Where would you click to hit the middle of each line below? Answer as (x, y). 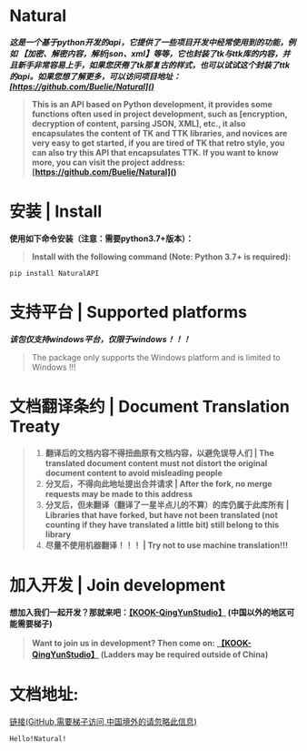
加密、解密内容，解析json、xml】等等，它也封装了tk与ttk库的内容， (155, 53)
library (58, 534)
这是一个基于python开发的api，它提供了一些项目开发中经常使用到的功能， (149, 42)
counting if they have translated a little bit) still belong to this (162, 524)
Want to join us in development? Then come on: (123, 643)
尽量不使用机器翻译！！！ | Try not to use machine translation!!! (167, 545)
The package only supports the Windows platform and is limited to (156, 357)
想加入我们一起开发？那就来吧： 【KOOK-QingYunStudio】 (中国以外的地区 (148, 612)
